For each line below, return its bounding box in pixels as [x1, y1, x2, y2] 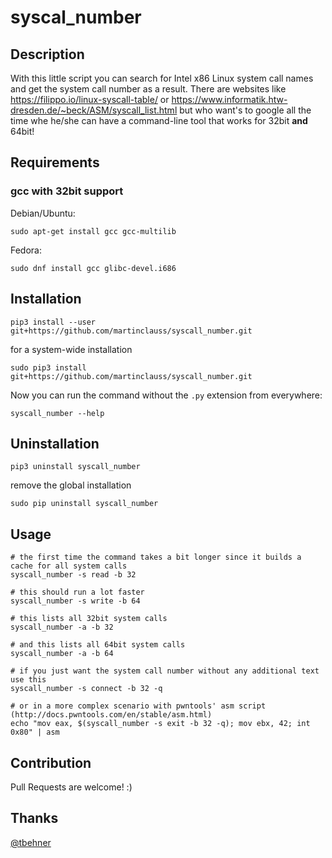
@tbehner [10, 836, 52, 848]
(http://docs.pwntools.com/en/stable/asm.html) [10, 710, 213, 720]
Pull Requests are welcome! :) [10, 781, 133, 793]
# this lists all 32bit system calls [10, 614, 168, 624]
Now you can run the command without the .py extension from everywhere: [10, 389, 323, 401]
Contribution [10, 754, 92, 771]
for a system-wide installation [10, 343, 133, 355]
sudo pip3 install [10, 362, 87, 373]
